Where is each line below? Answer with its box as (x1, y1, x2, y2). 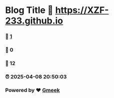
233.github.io (5, 15, 63, 26)
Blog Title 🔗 (5, 4, 53, 16)
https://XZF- (55, 4, 109, 16)
